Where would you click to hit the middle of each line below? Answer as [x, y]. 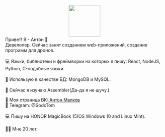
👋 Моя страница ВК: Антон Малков [43, 100]
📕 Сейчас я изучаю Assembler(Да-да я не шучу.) [57, 90]
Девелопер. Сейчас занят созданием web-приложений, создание [76, 45]
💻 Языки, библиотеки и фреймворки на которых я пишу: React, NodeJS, [83, 61]
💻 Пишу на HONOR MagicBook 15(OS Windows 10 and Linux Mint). [75, 116]
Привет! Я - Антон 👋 [27, 39]
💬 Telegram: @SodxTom [30, 105]
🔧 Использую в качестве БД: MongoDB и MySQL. [58, 79]
